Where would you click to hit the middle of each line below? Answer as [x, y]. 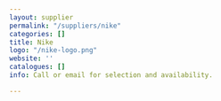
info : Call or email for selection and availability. [111, 75]
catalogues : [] [37, 67]
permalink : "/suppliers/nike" [65, 26]
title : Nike [31, 42]
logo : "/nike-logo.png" [53, 50]
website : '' [31, 58]
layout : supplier [41, 17]
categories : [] [37, 34]
